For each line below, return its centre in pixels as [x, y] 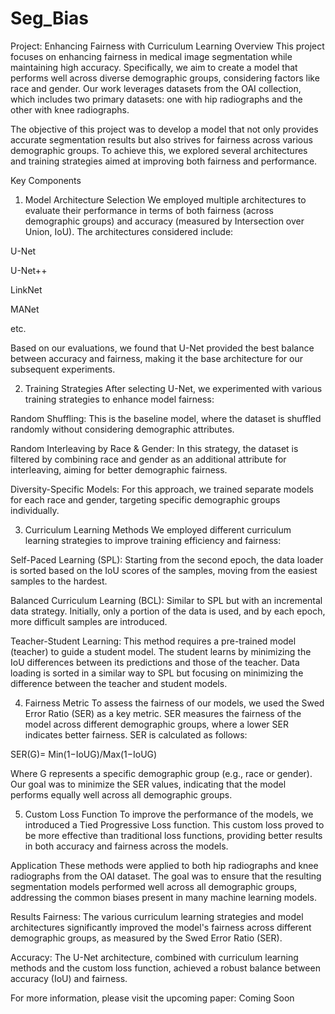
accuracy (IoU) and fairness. [69, 978]
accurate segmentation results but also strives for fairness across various [161, 139]
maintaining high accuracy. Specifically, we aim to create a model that [154, 67]
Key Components [46, 180]
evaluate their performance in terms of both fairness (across [149, 210]
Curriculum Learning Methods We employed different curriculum [158, 529]
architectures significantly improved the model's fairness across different [161, 927]
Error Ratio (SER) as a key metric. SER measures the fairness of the [163, 713]
